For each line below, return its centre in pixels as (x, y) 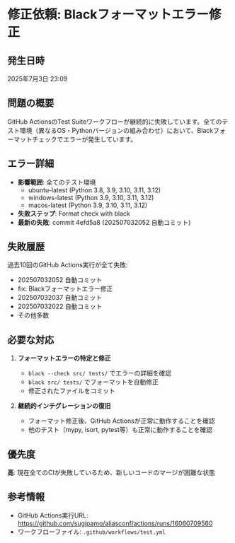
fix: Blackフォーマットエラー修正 (65, 289)
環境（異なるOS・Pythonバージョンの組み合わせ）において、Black (116, 130)
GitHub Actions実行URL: (53, 515)
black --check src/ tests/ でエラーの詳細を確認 (100, 373)
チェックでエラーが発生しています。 (84, 139)
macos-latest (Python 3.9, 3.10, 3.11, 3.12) (88, 205)
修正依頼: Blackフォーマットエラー (108, 14)
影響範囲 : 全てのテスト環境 (57, 182)
